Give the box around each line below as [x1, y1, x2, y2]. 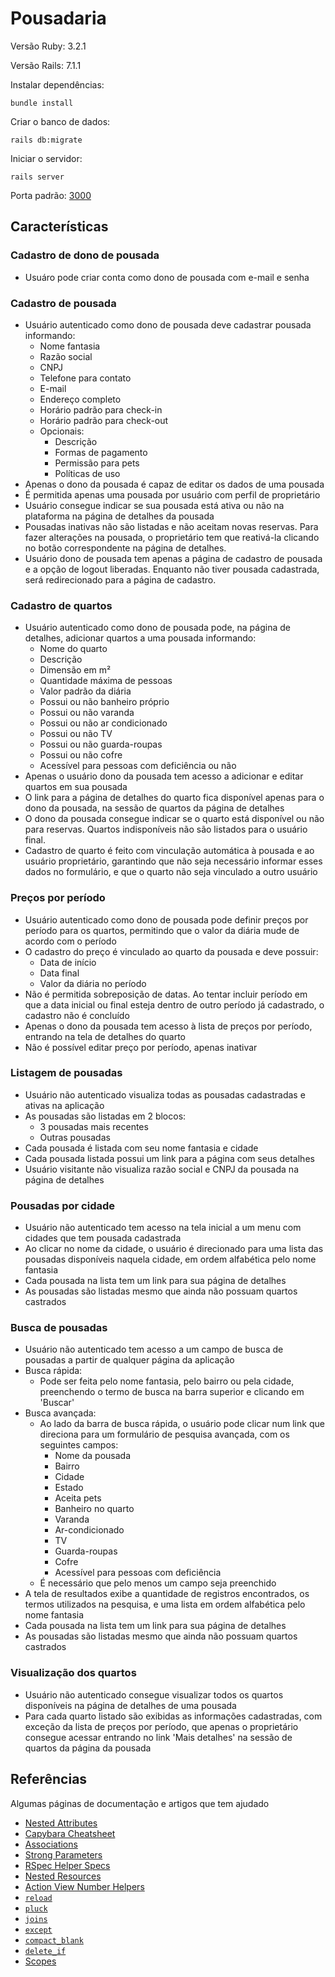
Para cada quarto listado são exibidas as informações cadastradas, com [24, 1710, 323, 1722]
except [24, 1925, 53, 1935]
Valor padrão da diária [39, 685, 132, 697]
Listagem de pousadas [10, 1066, 123, 1080]
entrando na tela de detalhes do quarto [24, 1030, 187, 1042]
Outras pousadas [39, 1131, 111, 1143]
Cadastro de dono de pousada [10, 248, 160, 262]
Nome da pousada [54, 1450, 131, 1462]
